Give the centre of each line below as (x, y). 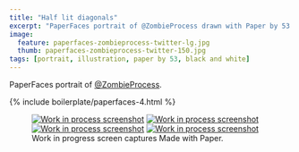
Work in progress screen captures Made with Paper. (128, 138)
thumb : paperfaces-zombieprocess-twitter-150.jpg (111, 51)
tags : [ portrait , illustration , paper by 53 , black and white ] (130, 59)
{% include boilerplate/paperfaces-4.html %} (93, 102)
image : (21, 34)
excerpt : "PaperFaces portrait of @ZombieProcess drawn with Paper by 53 (150, 26)
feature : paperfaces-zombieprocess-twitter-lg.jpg (114, 42)
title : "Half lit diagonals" (64, 17)
